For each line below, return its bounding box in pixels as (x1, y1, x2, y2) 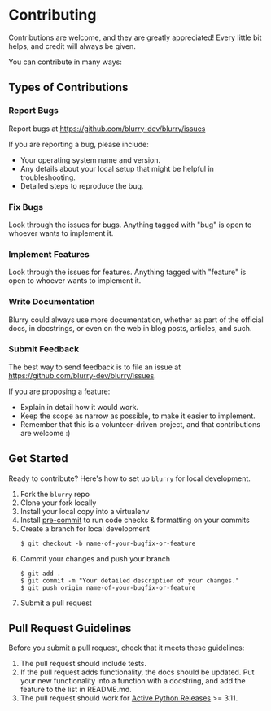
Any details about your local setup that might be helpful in (20, 164, 214, 173)
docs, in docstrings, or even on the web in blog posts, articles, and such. (8, 323, 252, 333)
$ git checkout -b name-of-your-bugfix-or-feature (20, 539, 196, 547)
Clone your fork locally (20, 498, 97, 508)
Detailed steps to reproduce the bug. (20, 181, 144, 190)
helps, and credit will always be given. (8, 41, 136, 50)
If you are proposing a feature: (8, 386, 111, 396)
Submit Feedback (8, 343, 80, 355)
